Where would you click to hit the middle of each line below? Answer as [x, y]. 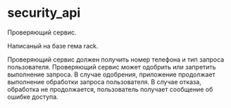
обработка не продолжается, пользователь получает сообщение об [110, 89]
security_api [44, 13]
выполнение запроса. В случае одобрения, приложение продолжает [112, 74]
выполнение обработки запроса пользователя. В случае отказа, [105, 81]
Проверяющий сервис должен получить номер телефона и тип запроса [116, 59]
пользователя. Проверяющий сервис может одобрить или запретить [112, 67]
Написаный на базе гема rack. [53, 46]
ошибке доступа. [33, 97]
